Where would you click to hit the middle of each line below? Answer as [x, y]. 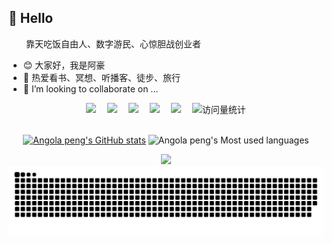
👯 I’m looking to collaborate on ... [90, 88]
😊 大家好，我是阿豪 [64, 65]
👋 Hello [31, 18]
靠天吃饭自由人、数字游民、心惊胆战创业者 [113, 43]
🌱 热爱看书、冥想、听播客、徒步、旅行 [101, 77]
